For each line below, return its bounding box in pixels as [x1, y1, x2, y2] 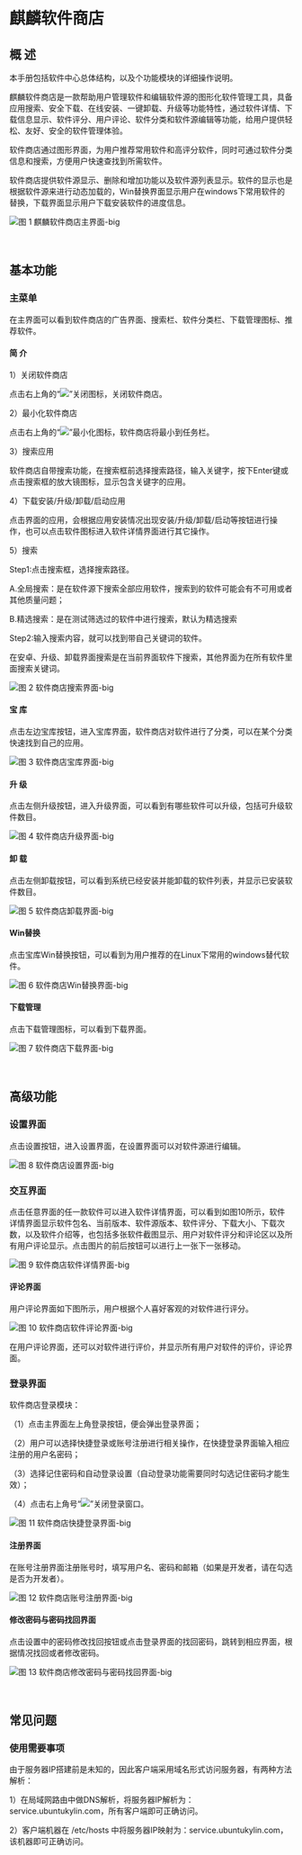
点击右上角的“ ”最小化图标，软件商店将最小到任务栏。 [9, 427, 215, 437]
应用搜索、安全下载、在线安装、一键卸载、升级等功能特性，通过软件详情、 [9, 103, 285, 113]
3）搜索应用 [9, 446, 54, 456]
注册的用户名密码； [9, 1449, 81, 1460]
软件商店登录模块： [9, 1400, 81, 1410]
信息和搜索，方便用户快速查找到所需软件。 [9, 156, 167, 167]
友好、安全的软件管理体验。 [24, 125, 128, 136]
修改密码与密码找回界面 [9, 1615, 96, 1625]
